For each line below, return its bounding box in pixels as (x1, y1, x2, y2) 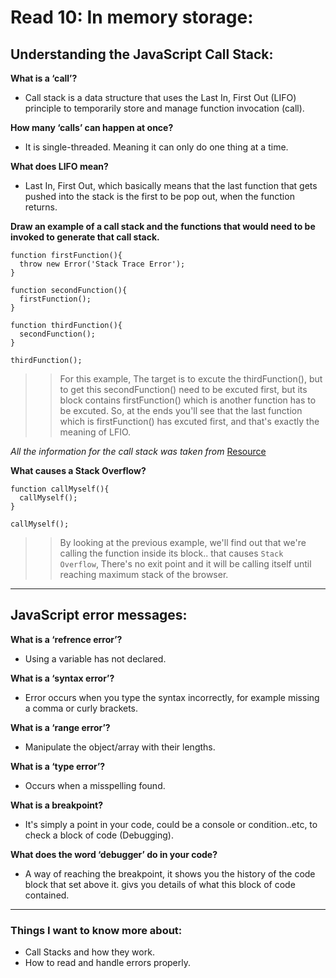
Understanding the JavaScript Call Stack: (10, 46, 274, 63)
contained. (24, 889, 70, 901)
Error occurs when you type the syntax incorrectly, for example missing (24, 691, 320, 703)
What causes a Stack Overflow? (10, 465, 147, 476)
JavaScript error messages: (10, 607, 188, 624)
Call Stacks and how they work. (24, 946, 155, 958)
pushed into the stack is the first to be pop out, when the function (24, 191, 295, 202)
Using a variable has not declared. (24, 652, 167, 665)
